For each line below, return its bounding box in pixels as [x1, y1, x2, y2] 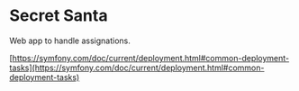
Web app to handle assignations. [9, 35, 131, 46]
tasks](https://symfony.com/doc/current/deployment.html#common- [9, 62, 265, 73]
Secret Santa [9, 5, 108, 26]
